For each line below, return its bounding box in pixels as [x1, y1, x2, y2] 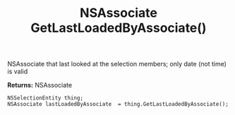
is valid [7, 67, 28, 75]
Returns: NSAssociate [7, 81, 73, 90]
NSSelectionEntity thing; [7, 95, 83, 102]
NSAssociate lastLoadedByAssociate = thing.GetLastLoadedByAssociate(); [7, 101, 229, 108]
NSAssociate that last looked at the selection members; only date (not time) [7, 60, 227, 68]
